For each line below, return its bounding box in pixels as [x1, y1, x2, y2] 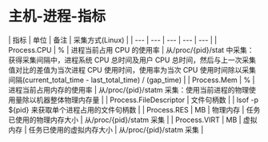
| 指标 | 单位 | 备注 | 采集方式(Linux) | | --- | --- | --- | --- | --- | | [8, 35, 218, 45]
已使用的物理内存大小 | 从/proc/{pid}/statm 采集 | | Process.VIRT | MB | [8, 115, 242, 124]
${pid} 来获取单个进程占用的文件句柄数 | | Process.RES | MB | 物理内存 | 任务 [8, 105, 261, 114]
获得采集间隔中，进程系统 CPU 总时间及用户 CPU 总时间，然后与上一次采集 [8, 55, 256, 65]
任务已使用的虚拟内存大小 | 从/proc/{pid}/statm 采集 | [28, 124, 204, 134]
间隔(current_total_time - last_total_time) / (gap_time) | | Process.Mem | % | [8, 75, 255, 85]
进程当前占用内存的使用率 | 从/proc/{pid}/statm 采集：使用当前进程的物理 [8, 85, 250, 94]
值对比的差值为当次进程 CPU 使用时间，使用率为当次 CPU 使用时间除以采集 [8, 65, 256, 74]
